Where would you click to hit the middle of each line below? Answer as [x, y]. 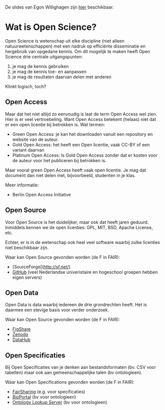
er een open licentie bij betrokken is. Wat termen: [55, 124]
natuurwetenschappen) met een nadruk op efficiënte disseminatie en [75, 46]
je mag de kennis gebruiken [41, 66]
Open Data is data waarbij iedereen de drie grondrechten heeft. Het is [76, 305]
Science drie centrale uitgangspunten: [44, 57]
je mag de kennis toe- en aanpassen [49, 71]
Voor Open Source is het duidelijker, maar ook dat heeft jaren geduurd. [77, 222]
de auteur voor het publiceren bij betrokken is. [59, 160]
